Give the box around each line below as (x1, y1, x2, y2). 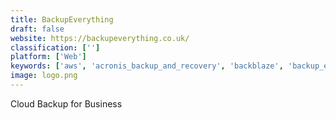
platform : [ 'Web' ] (10, 52, 87, 62)
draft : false (10, 24, 65, 34)
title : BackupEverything (10, 14, 114, 25)
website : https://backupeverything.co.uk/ (10, 33, 190, 43)
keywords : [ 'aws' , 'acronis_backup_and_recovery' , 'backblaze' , (10, 61, 284, 71)
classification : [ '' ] (10, 42, 101, 53)
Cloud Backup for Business (10, 97, 123, 110)
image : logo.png (10, 71, 78, 81)
